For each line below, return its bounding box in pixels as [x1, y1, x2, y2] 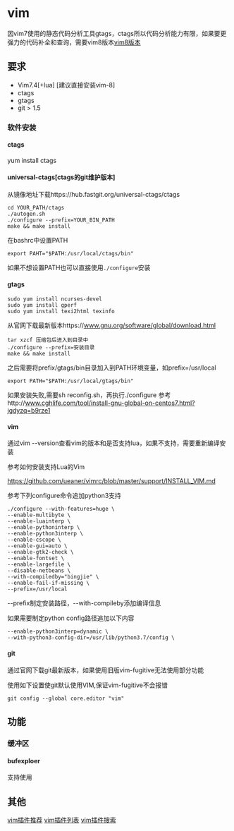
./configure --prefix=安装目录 [7, 344, 95, 351]
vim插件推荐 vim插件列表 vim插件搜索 [7, 816, 116, 825]
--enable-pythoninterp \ [7, 524, 80, 531]
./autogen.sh [7, 210, 46, 218]
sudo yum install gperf [7, 302, 78, 309]
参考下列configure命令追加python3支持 [7, 492, 121, 500]
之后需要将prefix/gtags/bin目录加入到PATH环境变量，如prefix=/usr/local [7, 363, 216, 372]
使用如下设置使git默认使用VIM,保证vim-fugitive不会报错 [7, 681, 168, 689]
